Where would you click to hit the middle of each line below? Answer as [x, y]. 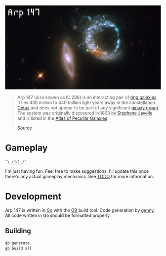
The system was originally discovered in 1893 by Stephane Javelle [85, 113]
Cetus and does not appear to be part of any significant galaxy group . [88, 108]
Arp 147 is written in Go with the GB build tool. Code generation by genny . [80, 210]
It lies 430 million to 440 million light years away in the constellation [86, 102]
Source [24, 128]
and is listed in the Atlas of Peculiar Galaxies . [63, 118]
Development [33, 197]
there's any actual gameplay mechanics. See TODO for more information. [80, 177]
